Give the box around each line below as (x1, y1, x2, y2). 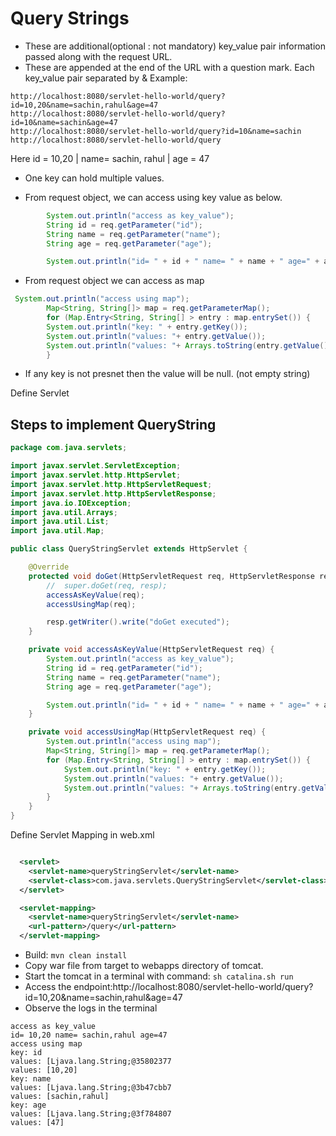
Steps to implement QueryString (10, 416, 217, 433)
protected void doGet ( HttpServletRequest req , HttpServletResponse (28, 571, 315, 581)
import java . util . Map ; (10, 526, 105, 536)
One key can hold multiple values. (24, 172, 165, 184)
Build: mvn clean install (24, 949, 128, 961)
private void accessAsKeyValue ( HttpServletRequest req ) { (28, 645, 275, 655)
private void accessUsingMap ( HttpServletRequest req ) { (28, 727, 267, 737)
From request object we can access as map (24, 275, 205, 287)
